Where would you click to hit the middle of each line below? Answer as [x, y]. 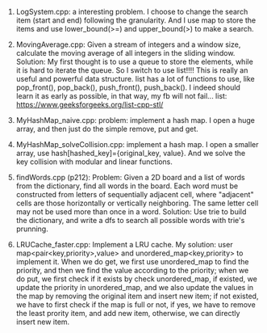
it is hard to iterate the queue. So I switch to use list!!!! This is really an [132, 70]
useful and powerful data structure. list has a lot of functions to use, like [136, 79]
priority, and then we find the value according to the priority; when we [132, 270]
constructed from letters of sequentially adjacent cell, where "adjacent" [135, 194]
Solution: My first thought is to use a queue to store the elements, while [135, 61]
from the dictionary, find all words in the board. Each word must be [127, 186]
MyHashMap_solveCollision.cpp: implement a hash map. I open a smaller [138, 144]
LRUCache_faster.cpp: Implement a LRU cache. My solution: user [124, 244]
